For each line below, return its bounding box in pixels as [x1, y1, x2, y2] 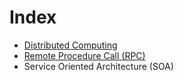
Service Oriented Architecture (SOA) [23, 60, 174, 72]
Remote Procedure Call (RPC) [23, 49, 146, 61]
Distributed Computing [23, 39, 118, 51]
